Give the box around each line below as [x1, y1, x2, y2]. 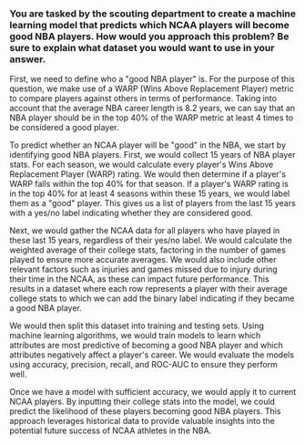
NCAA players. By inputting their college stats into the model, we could [9, 396, 276, 408]
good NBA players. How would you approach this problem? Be [9, 30, 290, 43]
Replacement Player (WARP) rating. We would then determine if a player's [9, 169, 287, 180]
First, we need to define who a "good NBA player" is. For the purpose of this [9, 74, 296, 85]
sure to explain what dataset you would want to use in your [9, 41, 275, 54]
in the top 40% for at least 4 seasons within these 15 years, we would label [9, 188, 290, 199]
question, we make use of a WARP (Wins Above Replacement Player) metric [9, 83, 294, 94]
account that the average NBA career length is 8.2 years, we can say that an [9, 103, 296, 114]
